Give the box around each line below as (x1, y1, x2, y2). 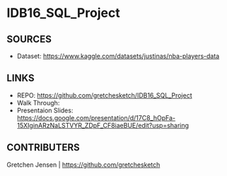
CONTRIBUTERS (6, 141, 81, 153)
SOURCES (6, 33, 52, 45)
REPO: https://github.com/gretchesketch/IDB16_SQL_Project (16, 90, 192, 100)
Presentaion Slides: (16, 106, 74, 115)
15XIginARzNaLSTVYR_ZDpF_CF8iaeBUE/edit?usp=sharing (16, 121, 189, 129)
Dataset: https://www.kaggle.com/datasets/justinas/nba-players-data (16, 52, 220, 60)
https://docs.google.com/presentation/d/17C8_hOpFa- (16, 113, 176, 122)
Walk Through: (16, 98, 60, 107)
